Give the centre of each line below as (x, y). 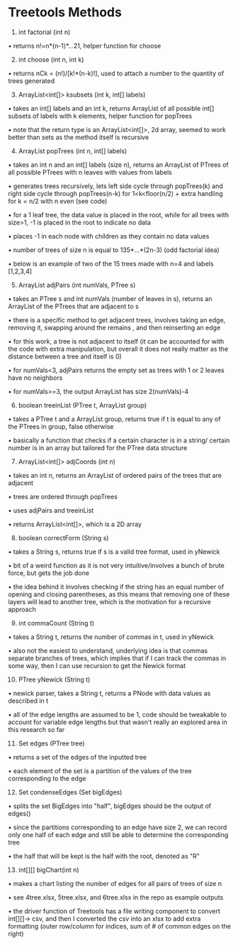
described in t (28, 701)
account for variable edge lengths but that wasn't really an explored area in (118, 722)
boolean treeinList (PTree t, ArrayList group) (83, 405)
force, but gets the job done (49, 573)
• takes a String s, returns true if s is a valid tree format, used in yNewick (114, 552)
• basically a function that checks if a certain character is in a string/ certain (119, 440)
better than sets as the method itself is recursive (79, 137)
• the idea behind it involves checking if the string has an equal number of (116, 586)
